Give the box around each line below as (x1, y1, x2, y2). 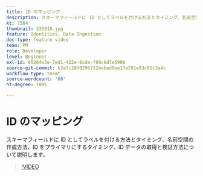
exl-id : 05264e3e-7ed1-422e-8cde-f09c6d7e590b (6, 59, 126, 65)
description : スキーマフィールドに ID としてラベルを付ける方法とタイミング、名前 (6, 14, 192, 20)
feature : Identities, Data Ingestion (6, 31, 101, 37)
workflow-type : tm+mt (6, 71, 61, 77)
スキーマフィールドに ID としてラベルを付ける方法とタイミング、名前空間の (6, 136, 195, 143)
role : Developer (6, 48, 47, 54)
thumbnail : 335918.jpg (6, 25, 63, 32)
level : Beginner (6, 54, 47, 60)
